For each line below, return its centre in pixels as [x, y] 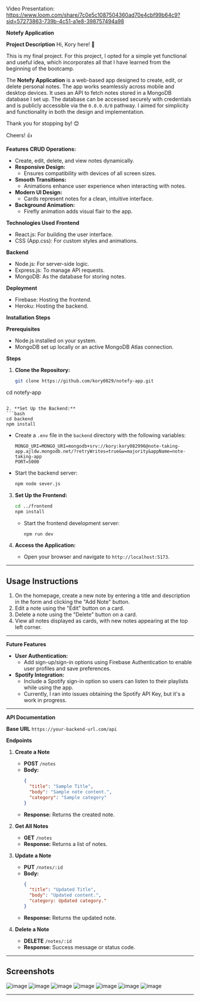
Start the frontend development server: [72, 523]
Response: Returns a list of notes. [65, 844]
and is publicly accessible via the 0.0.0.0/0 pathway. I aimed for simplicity [98, 106]
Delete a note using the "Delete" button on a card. [76, 615]
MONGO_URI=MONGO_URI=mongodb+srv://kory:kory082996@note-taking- [97, 446]
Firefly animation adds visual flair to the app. [78, 211]
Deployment [22, 288]
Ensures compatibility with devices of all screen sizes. [90, 173]
